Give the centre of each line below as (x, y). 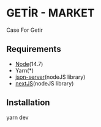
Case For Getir (24, 30)
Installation (28, 103)
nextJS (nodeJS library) (44, 83)
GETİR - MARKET (50, 13)
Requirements (34, 49)
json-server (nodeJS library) (50, 77)
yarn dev (17, 117)
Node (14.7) (29, 64)
